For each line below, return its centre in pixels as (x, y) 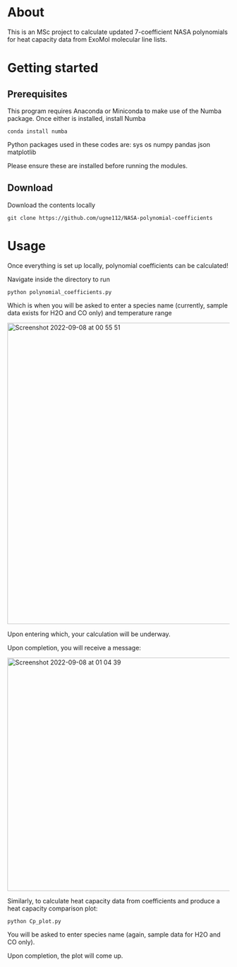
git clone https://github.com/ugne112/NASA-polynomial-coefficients (110, 218)
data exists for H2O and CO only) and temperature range (90, 312)
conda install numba (38, 131)
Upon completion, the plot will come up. (65, 956)
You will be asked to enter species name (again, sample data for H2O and (114, 934)
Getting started (53, 68)
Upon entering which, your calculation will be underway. (89, 634)
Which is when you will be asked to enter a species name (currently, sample (117, 305)
